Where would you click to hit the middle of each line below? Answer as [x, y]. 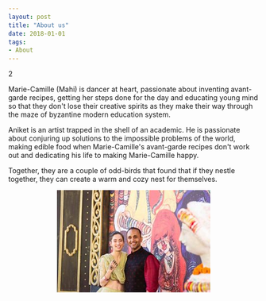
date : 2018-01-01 [37, 33]
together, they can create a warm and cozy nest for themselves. [113, 179]
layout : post [30, 17]
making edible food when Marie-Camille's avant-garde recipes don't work [129, 147]
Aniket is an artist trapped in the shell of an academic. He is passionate [124, 130]
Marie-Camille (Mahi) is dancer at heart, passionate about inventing [119, 89]
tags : [17, 42]
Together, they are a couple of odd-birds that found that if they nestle [122, 171]
